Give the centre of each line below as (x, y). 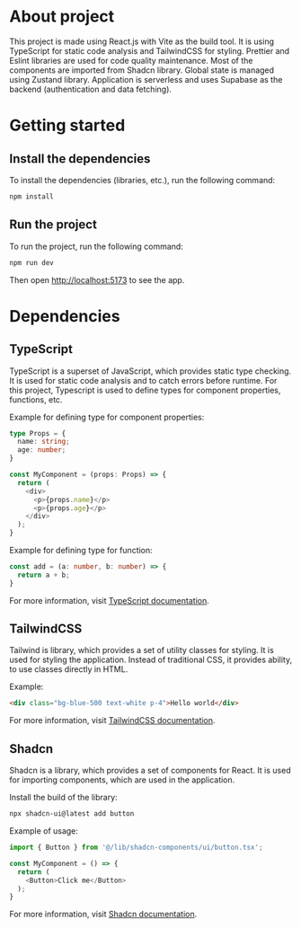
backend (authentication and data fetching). (91, 89)
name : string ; (44, 442)
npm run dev (31, 262)
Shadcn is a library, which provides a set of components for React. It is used (150, 771)
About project (62, 17)
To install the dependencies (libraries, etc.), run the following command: (142, 180)
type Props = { (38, 433)
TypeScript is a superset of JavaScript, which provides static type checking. (150, 371)
